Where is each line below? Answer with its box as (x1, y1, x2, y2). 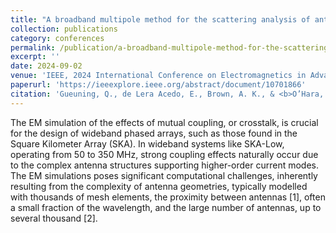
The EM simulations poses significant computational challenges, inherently (10, 169, 318, 181)
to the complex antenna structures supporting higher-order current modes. (10, 159, 320, 171)
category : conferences (10, 33, 105, 43)
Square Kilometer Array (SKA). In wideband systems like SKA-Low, (10, 137, 285, 150)
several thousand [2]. (10, 212, 98, 224)
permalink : (10, 42, 56, 53)
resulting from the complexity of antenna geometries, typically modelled (10, 180, 308, 192)
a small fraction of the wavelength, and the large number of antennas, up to (10, 201, 322, 213)
